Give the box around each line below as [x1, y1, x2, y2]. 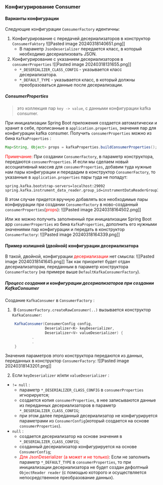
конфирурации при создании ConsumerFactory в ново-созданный [5, 201, 138, 207]
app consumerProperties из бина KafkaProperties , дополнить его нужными [5, 221, 157, 227]
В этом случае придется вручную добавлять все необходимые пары [5, 196, 148, 202]
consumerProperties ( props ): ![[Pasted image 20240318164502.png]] [5, 206, 142, 212]
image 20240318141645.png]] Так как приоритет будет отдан [5, 259, 130, 265]
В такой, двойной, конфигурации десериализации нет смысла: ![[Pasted [5, 253, 154, 259]
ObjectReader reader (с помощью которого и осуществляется [19, 469, 147, 475]
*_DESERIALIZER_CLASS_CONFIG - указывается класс [19, 67, 122, 72]
